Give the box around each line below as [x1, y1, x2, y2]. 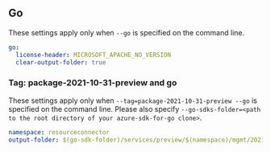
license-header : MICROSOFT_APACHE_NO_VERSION [15, 51, 172, 59]
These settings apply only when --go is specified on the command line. [8, 27, 244, 37]
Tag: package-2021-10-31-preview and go [8, 77, 177, 88]
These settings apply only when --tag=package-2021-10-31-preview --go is [8, 96, 258, 105]
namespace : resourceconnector [8, 128, 110, 136]
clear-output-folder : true [15, 58, 106, 67]
